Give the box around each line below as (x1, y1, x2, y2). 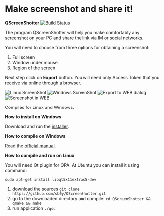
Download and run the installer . (5, 123, 69, 129)
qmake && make (12, 201, 42, 206)
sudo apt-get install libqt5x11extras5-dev (5, 177, 97, 182)
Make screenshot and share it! (5, 3, 133, 15)
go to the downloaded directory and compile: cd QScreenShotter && (12, 195, 151, 201)
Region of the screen (12, 65, 56, 71)
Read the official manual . (5, 143, 56, 149)
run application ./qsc (12, 205, 56, 211)
